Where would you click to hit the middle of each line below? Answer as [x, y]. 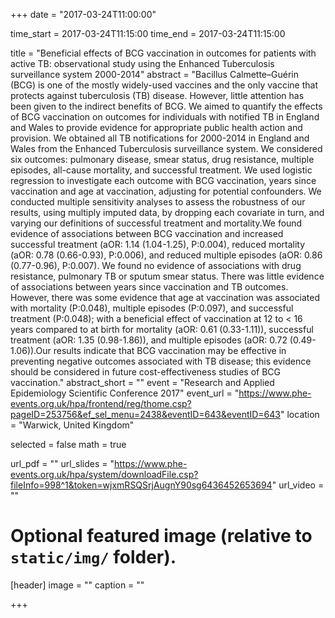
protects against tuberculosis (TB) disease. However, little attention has [157, 95]
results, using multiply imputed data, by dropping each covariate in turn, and [167, 212]
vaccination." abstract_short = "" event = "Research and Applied [142, 382]
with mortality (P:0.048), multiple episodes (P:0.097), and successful [152, 308]
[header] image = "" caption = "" [77, 585]
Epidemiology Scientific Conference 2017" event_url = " [125, 393]
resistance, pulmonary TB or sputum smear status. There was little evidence [167, 276]
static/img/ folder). [93, 557]
